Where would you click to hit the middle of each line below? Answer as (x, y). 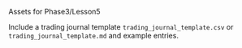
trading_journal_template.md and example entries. (93, 36)
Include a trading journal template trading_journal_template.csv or (121, 27)
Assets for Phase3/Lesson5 (54, 12)
